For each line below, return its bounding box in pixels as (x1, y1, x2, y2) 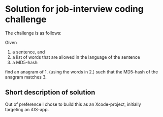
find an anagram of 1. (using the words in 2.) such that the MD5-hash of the (5, 69, 159, 74)
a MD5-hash (12, 59, 38, 65)
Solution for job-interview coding (5, 3, 144, 15)
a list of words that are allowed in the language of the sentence (12, 54, 140, 60)
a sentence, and (12, 49, 45, 55)
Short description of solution (5, 88, 96, 96)
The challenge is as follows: (5, 30, 62, 36)
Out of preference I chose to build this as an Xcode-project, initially (5, 101, 141, 107)
